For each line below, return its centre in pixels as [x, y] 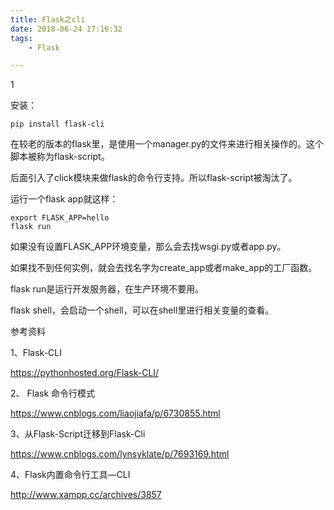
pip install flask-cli [57, 124]
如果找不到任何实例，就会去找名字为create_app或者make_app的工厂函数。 [164, 268]
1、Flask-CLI [36, 353]
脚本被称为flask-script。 [60, 157]
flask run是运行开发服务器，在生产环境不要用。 [107, 289]
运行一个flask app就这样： [64, 199]
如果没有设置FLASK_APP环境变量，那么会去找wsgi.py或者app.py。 [148, 247]
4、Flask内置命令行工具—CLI [70, 475]
